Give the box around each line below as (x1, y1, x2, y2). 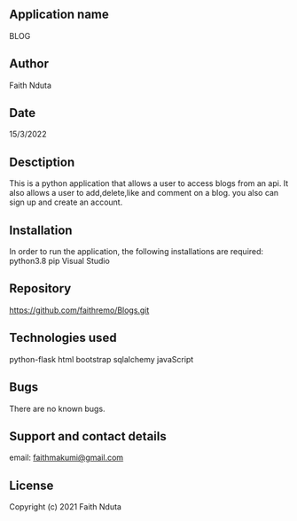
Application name (9, 7, 109, 22)
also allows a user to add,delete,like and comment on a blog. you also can (9, 188, 279, 198)
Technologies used (9, 330, 117, 346)
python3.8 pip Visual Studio (9, 256, 111, 267)
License (9, 478, 54, 493)
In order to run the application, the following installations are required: (9, 246, 264, 257)
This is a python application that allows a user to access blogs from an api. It (9, 178, 289, 189)
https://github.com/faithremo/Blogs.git (9, 305, 150, 315)
